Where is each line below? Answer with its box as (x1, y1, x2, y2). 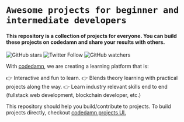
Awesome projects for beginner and (6, 5, 179, 16)
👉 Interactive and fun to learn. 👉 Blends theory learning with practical (6, 75, 178, 82)
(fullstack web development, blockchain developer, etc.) (6, 92, 141, 99)
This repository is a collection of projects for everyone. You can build (6, 32, 177, 39)
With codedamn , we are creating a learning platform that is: (6, 63, 149, 70)
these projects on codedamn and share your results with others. (6, 39, 165, 46)
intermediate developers (6, 15, 127, 26)
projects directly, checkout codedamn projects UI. (6, 109, 127, 116)
